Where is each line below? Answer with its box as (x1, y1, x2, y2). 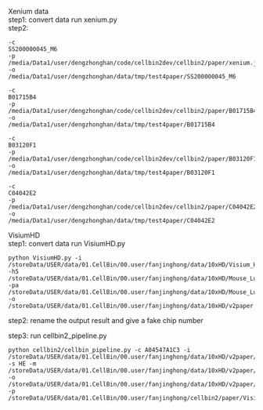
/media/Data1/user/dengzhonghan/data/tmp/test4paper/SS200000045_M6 (8, 73, 236, 81)
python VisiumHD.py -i (8, 254, 82, 262)
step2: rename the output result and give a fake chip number (8, 316, 204, 325)
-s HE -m (8, 360, 37, 368)
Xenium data (8, 7, 49, 16)
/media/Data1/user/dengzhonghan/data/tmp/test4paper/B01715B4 (8, 121, 215, 129)
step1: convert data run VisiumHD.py (8, 239, 126, 248)
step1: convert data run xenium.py (8, 15, 117, 24)
